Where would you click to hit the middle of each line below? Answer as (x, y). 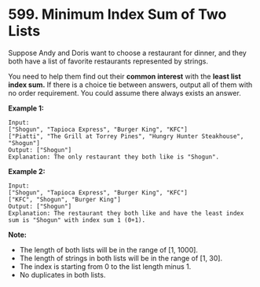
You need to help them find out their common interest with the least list (125, 76)
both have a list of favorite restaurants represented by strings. (108, 61)
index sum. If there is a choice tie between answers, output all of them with (130, 85)
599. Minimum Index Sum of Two (117, 15)
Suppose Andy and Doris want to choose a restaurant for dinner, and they (128, 53)
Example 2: (27, 171)
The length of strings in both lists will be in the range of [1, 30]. (121, 258)
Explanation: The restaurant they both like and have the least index (126, 213)
